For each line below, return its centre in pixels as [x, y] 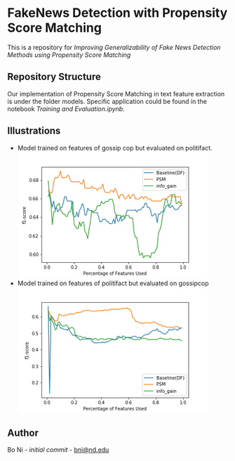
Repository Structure [54, 77]
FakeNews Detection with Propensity [117, 13]
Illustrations [34, 131]
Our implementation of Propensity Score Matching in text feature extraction [116, 93]
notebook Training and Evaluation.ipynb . [66, 109]
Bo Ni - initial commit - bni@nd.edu [58, 450]
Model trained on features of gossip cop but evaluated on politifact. [115, 148]
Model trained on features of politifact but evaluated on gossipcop [113, 283]
